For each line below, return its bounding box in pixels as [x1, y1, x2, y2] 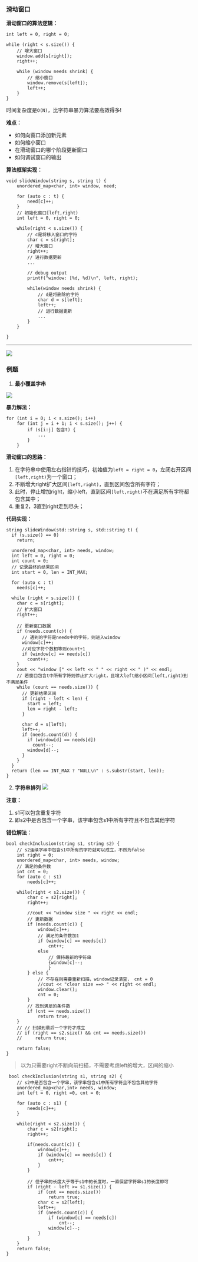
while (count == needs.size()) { [16, 684, 99, 690]
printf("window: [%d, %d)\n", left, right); [27, 275, 138, 281]
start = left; [27, 701, 62, 706]
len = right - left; [27, 706, 78, 712]
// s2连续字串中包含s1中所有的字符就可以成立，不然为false [16, 847, 146, 853]
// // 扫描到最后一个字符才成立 [16, 1025, 85, 1030]
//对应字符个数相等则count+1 [21, 646, 85, 652]
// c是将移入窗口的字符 [27, 232, 78, 238]
